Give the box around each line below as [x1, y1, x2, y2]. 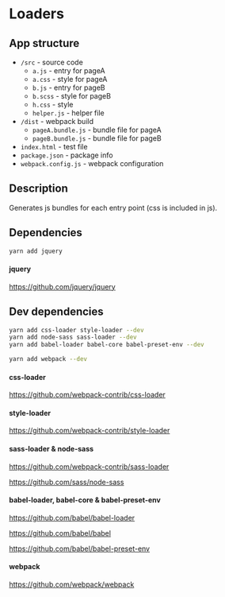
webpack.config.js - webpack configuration [20, 159, 164, 168]
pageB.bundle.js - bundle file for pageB [32, 134, 162, 143]
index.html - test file [20, 142, 88, 151]
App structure [9, 37, 80, 50]
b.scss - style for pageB [32, 91, 112, 100]
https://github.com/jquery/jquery [9, 281, 116, 291]
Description [9, 182, 68, 196]
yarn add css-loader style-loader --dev [9, 326, 145, 334]
